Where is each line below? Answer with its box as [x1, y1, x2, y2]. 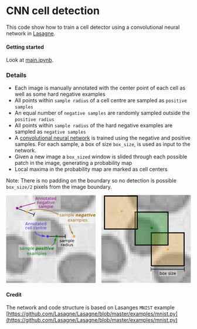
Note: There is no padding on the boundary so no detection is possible [6, 177, 177, 184]
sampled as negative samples [14, 128, 86, 135]
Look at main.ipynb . [6, 57, 54, 64]
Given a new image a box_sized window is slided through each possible [14, 153, 188, 160]
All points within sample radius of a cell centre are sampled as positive [14, 97, 187, 104]
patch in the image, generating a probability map [14, 159, 133, 167]
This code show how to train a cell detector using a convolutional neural [6, 24, 180, 31]
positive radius [14, 117, 55, 123]
